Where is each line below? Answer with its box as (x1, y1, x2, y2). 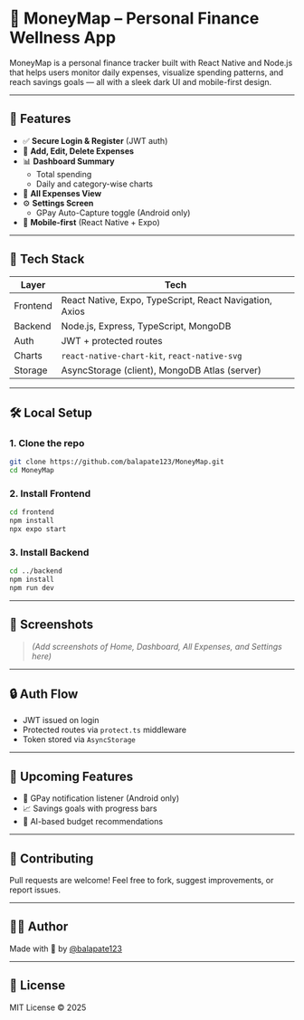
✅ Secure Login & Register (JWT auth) (22, 135, 168, 146)
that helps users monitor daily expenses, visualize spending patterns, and (9, 67, 284, 78)
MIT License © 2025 (9, 1002, 87, 1013)
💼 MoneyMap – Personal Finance (9, 8, 260, 29)
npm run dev (9, 583, 54, 592)
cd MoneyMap (9, 466, 54, 475)
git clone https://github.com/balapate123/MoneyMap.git (9, 457, 224, 467)
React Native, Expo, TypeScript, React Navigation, (61, 293, 273, 306)
